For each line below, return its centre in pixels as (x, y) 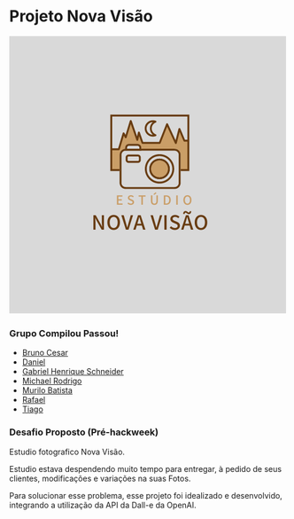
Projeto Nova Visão (81, 16)
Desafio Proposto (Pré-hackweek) (84, 432)
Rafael (34, 400)
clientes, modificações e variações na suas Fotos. (100, 478)
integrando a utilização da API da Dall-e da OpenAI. (103, 505)
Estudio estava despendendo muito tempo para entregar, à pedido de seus (145, 468)
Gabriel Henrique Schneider (73, 372)
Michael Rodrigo (52, 381)
